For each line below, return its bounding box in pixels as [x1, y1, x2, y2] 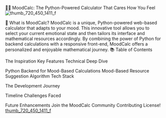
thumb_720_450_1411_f [5, 107, 51, 113]
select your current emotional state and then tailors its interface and [5, 30, 145, 36]
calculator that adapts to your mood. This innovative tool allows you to [5, 25, 150, 31]
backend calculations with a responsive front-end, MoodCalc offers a [5, 41, 148, 47]
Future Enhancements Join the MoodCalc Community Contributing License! [5, 102, 161, 108]
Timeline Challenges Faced [5, 92, 61, 98]
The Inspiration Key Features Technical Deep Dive [5, 58, 108, 64]
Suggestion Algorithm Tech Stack [5, 73, 74, 79]
